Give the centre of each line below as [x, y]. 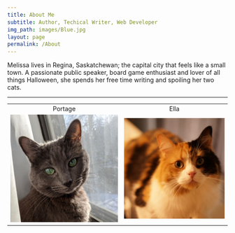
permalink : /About [34, 44]
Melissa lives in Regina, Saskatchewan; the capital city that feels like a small [116, 65]
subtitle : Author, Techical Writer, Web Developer [83, 22]
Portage [64, 108]
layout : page [26, 37]
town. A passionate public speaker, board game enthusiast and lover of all [114, 73]
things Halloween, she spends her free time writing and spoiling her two [111, 80]
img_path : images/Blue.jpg [47, 29]
